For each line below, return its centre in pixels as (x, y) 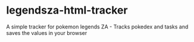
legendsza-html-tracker (67, 10)
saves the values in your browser (47, 33)
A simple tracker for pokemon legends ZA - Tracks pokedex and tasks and (97, 27)
